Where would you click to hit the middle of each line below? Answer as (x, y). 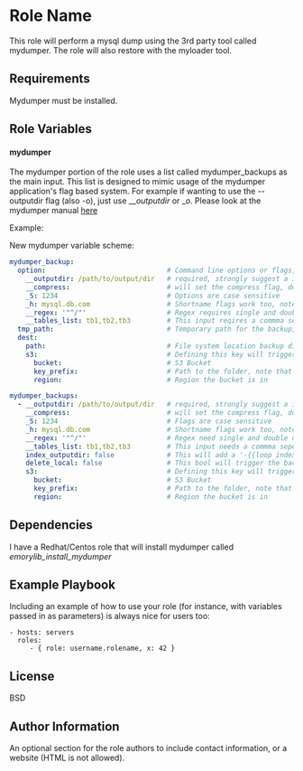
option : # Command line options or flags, (157, 271)
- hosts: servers (42, 633)
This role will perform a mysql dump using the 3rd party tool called (133, 41)
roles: (30, 641)
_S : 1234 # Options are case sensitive (153, 296)
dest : (28, 338)
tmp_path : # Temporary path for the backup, (157, 329)
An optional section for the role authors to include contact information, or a (148, 748)
